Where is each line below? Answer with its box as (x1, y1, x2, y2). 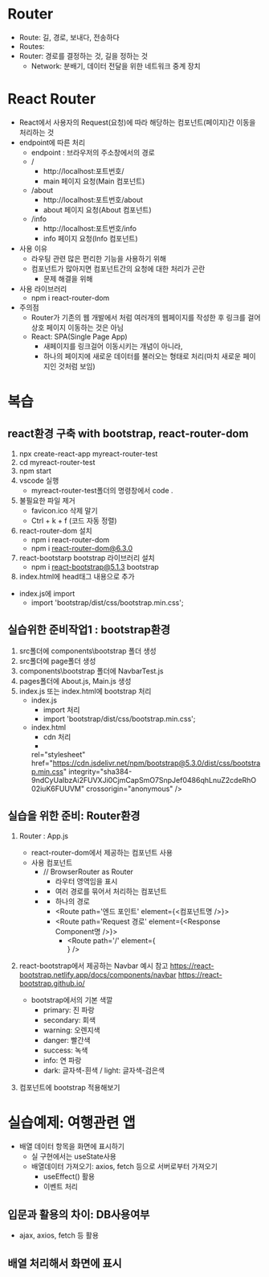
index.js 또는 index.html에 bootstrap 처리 (18, 686, 152, 696)
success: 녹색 (43, 1045, 88, 1055)
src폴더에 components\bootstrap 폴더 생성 (18, 645, 157, 656)
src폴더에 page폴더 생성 (18, 656, 96, 665)
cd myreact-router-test (18, 457, 96, 467)
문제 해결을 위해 (43, 274, 93, 283)
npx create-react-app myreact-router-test (18, 448, 158, 459)
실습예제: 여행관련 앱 (7, 1114, 136, 1131)
